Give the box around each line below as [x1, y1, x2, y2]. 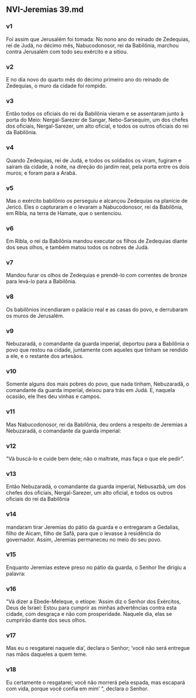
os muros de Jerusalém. [6, 312, 64, 319]
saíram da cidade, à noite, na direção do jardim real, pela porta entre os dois [6, 163, 190, 170]
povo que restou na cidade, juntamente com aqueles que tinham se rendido [6, 346, 188, 353]
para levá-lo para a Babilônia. [6, 278, 77, 285]
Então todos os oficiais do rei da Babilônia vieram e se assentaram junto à [6, 110, 184, 117]
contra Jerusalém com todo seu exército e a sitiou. [6, 48, 129, 55]
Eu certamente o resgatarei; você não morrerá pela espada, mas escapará [6, 679, 185, 686]
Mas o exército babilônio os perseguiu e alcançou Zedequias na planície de [6, 197, 188, 204]
